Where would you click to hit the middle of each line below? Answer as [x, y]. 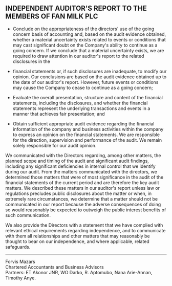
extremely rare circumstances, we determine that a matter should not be [82, 199]
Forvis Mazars [20, 261]
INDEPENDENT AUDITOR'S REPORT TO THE [76, 8]
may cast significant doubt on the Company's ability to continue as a [85, 45]
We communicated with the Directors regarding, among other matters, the [83, 155]
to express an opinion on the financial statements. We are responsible [86, 135]
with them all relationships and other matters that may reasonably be [78, 236]
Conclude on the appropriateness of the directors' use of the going [83, 29]
